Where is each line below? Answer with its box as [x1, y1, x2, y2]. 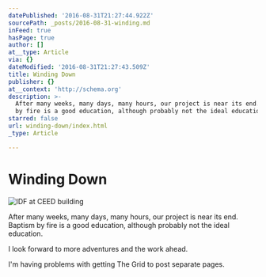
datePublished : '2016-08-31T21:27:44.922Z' [8, 11, 154, 20]
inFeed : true [8, 26, 51, 34]
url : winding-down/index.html [8, 122, 108, 130]
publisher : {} [8, 78, 55, 85]
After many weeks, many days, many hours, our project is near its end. [8, 211, 239, 222]
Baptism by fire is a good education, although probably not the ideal [8, 220, 230, 230]
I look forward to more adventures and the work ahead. [8, 244, 188, 253]
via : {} [8, 56, 34, 64]
